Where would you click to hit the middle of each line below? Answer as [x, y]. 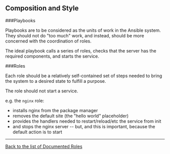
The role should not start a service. [42, 91]
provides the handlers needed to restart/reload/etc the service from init [87, 121]
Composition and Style [42, 8]
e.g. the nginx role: [25, 100]
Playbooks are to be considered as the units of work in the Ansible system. [83, 30]
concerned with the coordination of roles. [49, 41]
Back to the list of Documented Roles [44, 146]
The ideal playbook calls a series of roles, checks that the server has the [81, 50]
